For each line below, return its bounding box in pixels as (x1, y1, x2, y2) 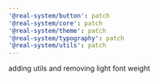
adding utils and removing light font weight (8, 63, 151, 73)
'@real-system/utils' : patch (8, 42, 107, 50)
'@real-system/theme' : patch (8, 26, 107, 34)
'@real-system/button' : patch (8, 11, 111, 20)
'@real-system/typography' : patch (8, 34, 125, 43)
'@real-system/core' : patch (8, 19, 103, 27)
